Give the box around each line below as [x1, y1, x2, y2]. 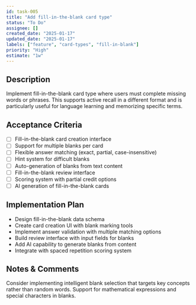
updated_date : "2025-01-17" [6, 36, 76, 42]
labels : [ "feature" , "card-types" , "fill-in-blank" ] [6, 42, 139, 48]
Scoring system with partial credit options [14, 176, 117, 183]
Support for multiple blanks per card [14, 142, 104, 150]
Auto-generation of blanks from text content [14, 162, 123, 169]
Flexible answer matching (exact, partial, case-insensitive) [14, 149, 157, 156]
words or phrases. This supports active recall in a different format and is [6, 96, 182, 103]
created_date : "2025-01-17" [6, 31, 76, 37]
